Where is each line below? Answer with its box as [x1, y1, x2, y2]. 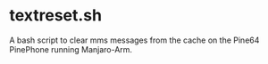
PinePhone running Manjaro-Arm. [9, 44, 132, 54]
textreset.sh [9, 5, 103, 26]
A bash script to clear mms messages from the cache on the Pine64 [9, 35, 260, 45]
